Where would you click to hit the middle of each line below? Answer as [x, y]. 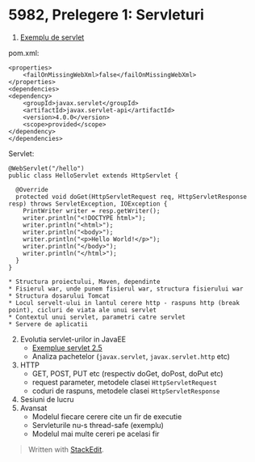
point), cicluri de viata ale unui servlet [83, 310]
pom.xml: [24, 53]
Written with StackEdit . [66, 449]
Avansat [33, 408]
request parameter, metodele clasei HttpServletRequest [125, 382]
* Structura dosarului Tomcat [59, 296]
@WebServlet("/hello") [46, 168]
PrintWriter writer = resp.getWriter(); [92, 211]
